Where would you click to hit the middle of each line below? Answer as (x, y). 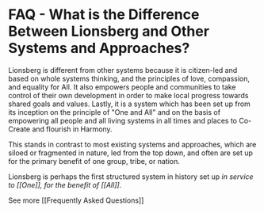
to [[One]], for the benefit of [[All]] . (65, 184)
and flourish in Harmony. (72, 129)
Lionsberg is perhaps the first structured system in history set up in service (131, 177)
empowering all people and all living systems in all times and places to (123, 120)
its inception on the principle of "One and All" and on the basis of (114, 112)
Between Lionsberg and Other (109, 31)
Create (19, 129)
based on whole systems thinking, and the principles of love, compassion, (129, 78)
